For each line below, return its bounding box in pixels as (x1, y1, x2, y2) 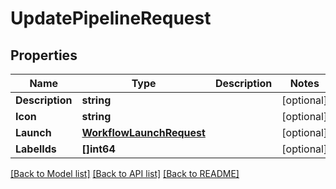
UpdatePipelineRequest (10, 7, 212, 30)
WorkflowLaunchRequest (81, 126, 206, 139)
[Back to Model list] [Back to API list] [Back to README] (10, 168, 240, 179)
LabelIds (15, 142, 57, 156)
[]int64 (81, 142, 116, 156)
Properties (10, 47, 78, 64)
